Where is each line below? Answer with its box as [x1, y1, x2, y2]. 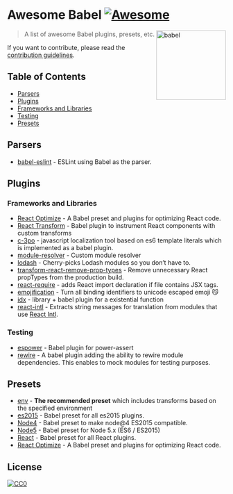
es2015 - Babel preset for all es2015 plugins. [17, 411, 144, 420]
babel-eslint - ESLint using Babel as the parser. [17, 157, 152, 166]
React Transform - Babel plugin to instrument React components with [17, 222, 216, 230]
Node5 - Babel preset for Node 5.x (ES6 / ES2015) [17, 426, 161, 434]
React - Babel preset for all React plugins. [17, 434, 137, 442]
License [7, 461, 42, 472]
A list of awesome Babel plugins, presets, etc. [24, 30, 155, 38]
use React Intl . [17, 310, 59, 319]
